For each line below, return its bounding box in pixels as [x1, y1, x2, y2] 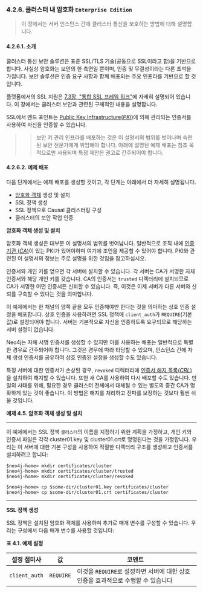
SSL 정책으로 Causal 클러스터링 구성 [14, 206, 102, 213]
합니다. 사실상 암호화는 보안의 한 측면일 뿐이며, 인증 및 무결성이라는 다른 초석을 [6, 65, 192, 72]
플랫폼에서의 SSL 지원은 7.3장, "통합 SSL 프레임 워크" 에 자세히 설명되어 [6, 92, 175, 100]
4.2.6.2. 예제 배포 [6, 164, 49, 171]
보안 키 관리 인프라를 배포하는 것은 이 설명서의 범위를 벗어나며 [36, 134, 181, 141]
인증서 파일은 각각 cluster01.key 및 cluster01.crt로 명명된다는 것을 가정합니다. [6, 435, 191, 442]
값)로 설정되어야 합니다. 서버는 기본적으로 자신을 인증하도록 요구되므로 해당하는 [6, 318, 192, 325]
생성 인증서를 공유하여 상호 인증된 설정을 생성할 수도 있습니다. [12, 354, 158, 361]
